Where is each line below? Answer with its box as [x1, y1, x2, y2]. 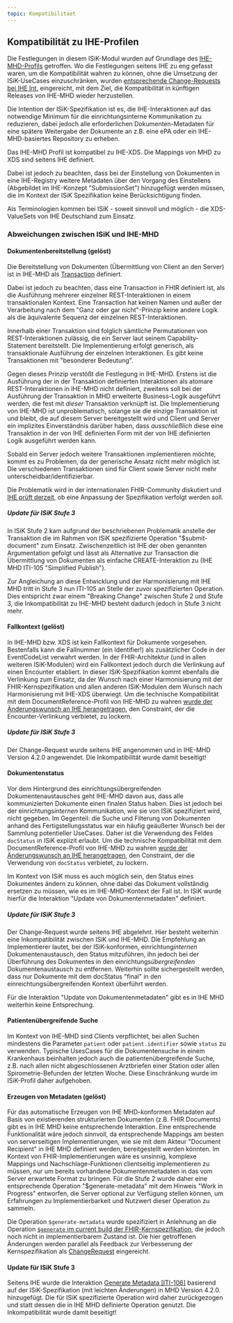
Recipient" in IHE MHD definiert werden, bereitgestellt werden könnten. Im [7, 1145, 220, 1154]
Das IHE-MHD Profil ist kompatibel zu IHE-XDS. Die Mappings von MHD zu [7, 148, 221, 157]
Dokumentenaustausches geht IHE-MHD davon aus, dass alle [7, 792, 184, 800]
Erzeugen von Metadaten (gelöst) [7, 1092, 106, 1101]
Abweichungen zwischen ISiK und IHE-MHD [7, 229, 159, 239]
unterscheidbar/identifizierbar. [7, 472, 95, 480]
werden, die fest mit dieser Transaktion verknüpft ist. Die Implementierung [7, 399, 220, 408]
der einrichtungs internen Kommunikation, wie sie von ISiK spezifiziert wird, [7, 806, 222, 815]
